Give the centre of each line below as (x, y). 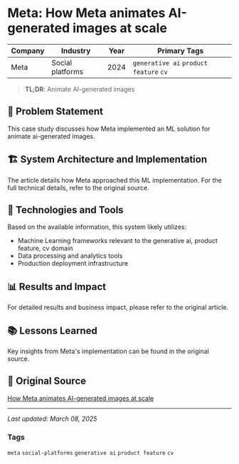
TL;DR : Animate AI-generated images (80, 89)
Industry (76, 50)
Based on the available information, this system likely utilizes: (97, 227)
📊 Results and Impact (57, 287)
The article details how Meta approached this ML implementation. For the (115, 180)
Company (28, 50)
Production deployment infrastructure (73, 264)
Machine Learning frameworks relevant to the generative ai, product (118, 241)
